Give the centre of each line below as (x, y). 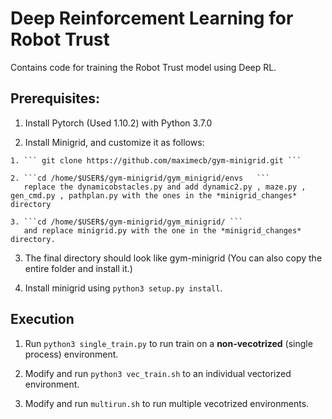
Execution (42, 319)
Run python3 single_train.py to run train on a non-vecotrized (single (168, 343)
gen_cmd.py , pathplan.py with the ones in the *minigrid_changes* (154, 195)
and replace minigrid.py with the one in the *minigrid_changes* (162, 230)
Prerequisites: (55, 98)
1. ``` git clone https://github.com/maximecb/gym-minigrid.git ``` (156, 160)
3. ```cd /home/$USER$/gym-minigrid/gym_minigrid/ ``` (127, 222)
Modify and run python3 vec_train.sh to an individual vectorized (158, 373)
